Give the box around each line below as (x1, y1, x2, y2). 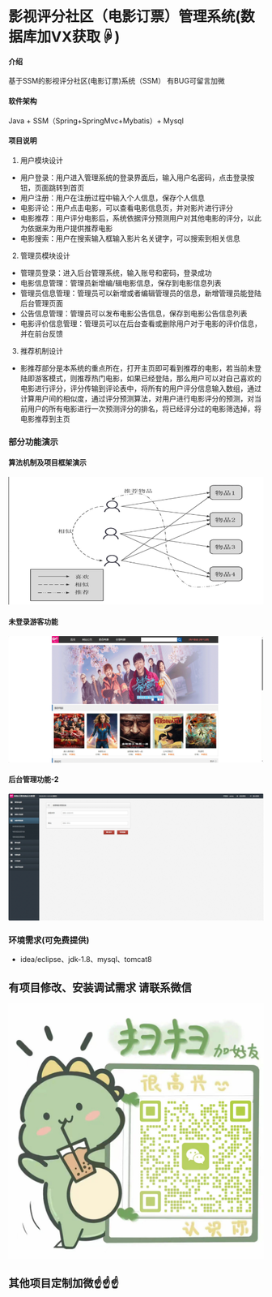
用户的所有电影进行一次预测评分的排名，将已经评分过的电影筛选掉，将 (27, 403, 261, 414)
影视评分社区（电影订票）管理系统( (8, 7, 241, 26)
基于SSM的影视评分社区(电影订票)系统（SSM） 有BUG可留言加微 (8, 76, 225, 86)
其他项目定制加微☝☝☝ (8, 1277, 120, 1291)
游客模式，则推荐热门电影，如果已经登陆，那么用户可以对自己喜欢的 (34, 373, 261, 383)
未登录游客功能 (8, 617, 58, 627)
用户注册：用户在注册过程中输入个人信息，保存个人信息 (19, 192, 205, 203)
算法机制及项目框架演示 (8, 457, 87, 467)
